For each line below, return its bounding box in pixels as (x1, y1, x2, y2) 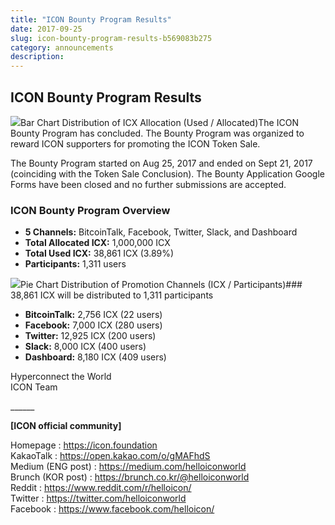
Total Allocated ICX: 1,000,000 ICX (24, 237, 171, 249)
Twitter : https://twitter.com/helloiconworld (10, 492, 187, 505)
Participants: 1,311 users (24, 258, 127, 270)
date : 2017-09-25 (10, 24, 83, 34)
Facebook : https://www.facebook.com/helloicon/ (10, 503, 215, 515)
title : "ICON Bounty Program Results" (10, 14, 172, 25)
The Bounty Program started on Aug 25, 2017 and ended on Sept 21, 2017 (10, 157, 313, 169)
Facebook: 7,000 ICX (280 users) (24, 319, 163, 331)
